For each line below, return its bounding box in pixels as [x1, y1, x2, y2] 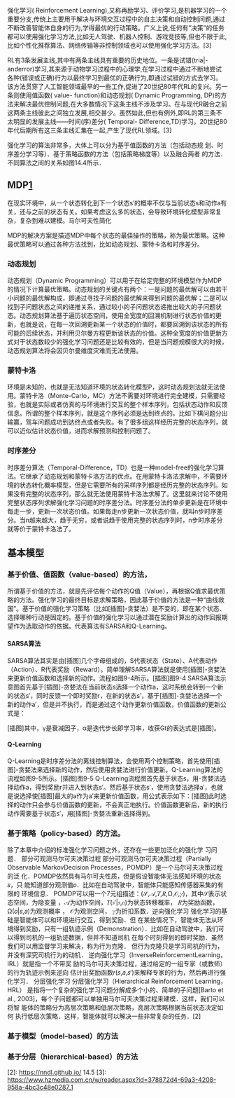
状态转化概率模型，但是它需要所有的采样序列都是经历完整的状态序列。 [19, 481, 222, 489]
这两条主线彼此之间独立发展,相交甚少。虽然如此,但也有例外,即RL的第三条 [7, 109, 217, 117]
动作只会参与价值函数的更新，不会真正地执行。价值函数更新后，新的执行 [19, 800, 228, 809]
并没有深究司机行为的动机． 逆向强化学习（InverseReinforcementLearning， [7, 951, 227, 959]
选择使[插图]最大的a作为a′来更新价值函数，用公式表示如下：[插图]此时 [19, 791, 221, 800]
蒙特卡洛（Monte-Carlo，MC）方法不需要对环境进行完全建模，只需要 [19, 392, 220, 400]
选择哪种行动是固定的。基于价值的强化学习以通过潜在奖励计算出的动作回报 [7, 613, 222, 622]
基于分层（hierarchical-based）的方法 [7, 1052, 138, 1062]
